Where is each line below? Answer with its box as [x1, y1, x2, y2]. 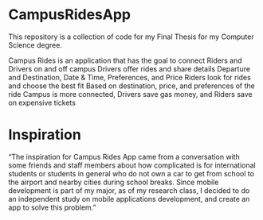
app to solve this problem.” [8, 203, 97, 212]
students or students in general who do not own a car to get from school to [8, 168, 255, 178]
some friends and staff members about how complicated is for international [8, 160, 257, 170]
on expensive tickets [8, 98, 76, 107]
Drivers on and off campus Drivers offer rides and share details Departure [8, 64, 251, 73]
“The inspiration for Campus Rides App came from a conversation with [8, 152, 241, 161]
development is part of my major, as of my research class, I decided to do [8, 185, 250, 195]
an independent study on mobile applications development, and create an [8, 194, 250, 203]
